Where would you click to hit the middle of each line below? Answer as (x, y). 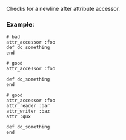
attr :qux (19, 117)
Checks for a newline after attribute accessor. (63, 9)
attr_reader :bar (28, 106)
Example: (20, 24)
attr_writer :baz (28, 112)
